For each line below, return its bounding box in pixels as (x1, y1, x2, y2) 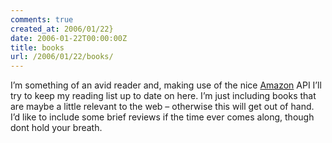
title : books (10, 42, 65, 53)
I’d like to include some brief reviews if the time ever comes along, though (10, 111, 315, 123)
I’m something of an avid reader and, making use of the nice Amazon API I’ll (10, 79, 322, 91)
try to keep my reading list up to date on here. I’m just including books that (10, 90, 317, 102)
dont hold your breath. (10, 122, 103, 134)
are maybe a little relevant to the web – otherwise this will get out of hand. (10, 101, 315, 113)
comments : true (10, 14, 74, 25)
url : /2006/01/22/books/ (10, 52, 114, 62)
